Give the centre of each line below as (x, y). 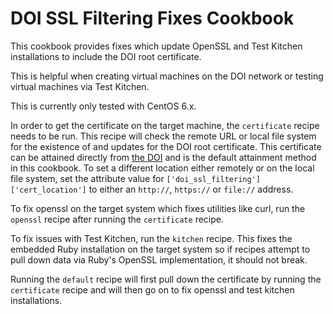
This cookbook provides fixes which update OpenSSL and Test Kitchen (156, 46)
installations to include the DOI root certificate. (106, 56)
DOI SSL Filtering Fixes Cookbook (152, 18)
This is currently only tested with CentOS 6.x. (103, 106)
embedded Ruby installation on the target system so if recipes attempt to (160, 249)
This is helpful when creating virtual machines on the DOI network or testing (167, 76)
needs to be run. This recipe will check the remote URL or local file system (163, 136)
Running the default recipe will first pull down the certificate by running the (166, 279)
